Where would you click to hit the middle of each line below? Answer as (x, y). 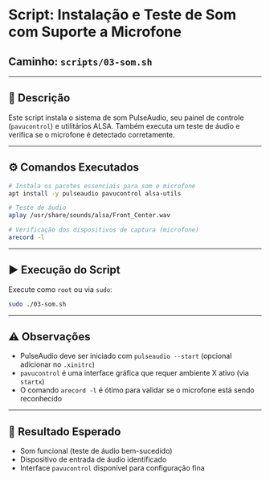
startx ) (32, 382)
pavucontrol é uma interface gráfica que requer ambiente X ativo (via (134, 373)
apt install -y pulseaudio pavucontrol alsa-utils (95, 193)
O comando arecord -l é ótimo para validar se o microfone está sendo (137, 390)
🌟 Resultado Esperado (65, 432)
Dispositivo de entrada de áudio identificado (93, 459)
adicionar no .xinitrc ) (57, 364)
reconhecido (41, 399)
